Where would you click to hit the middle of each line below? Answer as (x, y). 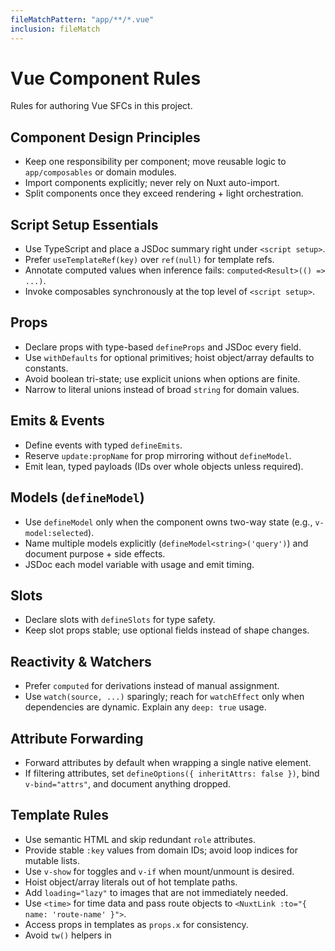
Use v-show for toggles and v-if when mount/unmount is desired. (159, 871)
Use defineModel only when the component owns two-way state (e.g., (168, 522)
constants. (46, 368)
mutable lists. (52, 860)
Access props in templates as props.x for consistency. (136, 924)
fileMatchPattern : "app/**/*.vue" (82, 19)
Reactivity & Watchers (81, 661)
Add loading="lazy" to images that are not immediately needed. (156, 892)
